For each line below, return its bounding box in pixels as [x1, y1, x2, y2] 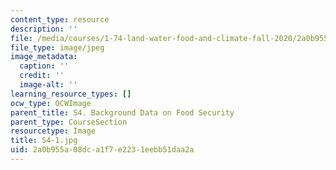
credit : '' [19, 71, 65, 81]
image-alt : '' [19, 80, 78, 90]
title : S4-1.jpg [10, 136, 78, 146]
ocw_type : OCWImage [10, 98, 92, 108]
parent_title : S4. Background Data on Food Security [10, 107, 235, 118]
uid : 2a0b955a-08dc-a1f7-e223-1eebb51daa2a [10, 145, 195, 155]
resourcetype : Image [10, 126, 97, 136]
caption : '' [19, 61, 70, 71]
